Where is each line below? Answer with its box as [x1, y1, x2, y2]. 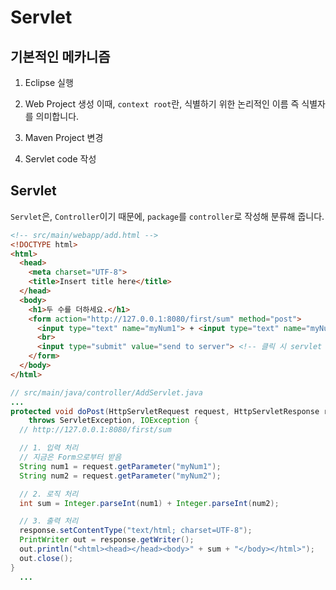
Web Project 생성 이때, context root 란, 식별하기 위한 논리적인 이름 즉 [24, 98, 300, 110]
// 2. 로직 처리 [19, 489, 79, 499]
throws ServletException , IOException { [28, 416, 199, 426]
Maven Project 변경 [24, 132, 104, 143]
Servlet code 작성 [24, 153, 97, 165]
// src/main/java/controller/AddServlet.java [10, 387, 203, 398]
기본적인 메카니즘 [10, 48, 111, 65]
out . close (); [19, 553, 74, 563]
